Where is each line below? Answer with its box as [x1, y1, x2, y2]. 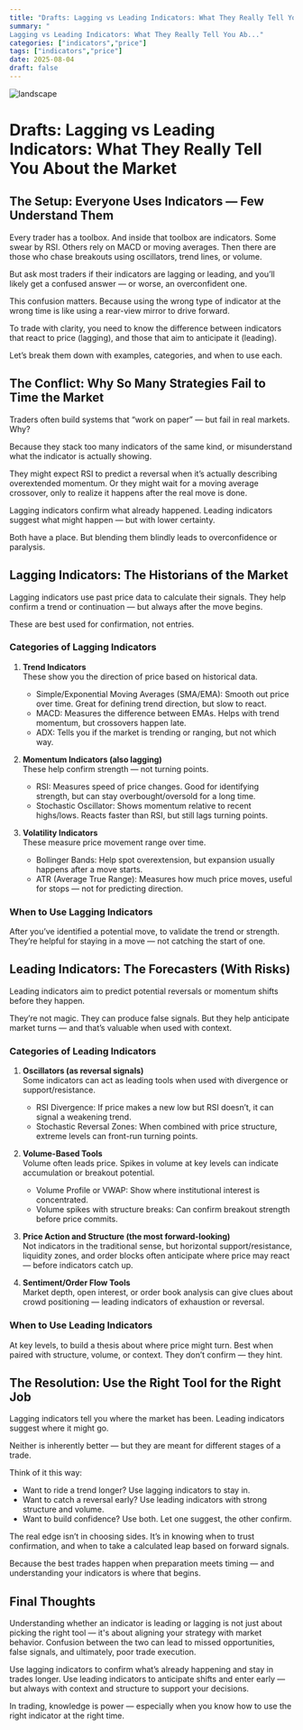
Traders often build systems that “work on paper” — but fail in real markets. [9, 414, 290, 425]
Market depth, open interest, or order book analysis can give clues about [22, 1287, 293, 1298]
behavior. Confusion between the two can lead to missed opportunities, [9, 1637, 275, 1648]
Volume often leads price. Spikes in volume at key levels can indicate [22, 1158, 280, 1169]
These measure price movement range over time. [22, 836, 207, 848]
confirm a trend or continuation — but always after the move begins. [9, 601, 263, 612]
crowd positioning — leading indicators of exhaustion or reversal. [22, 1296, 265, 1308]
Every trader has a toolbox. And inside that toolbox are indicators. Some [9, 232, 277, 243]
